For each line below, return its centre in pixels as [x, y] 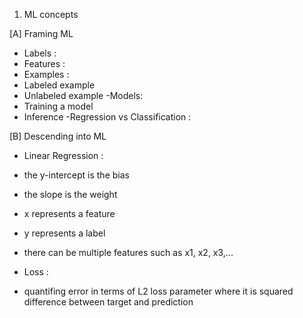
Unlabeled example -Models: [83, 95]
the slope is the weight [70, 194]
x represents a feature [69, 213]
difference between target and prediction [108, 302]
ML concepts [51, 14]
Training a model [58, 106]
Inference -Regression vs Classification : [107, 117]
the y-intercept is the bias [76, 175]
